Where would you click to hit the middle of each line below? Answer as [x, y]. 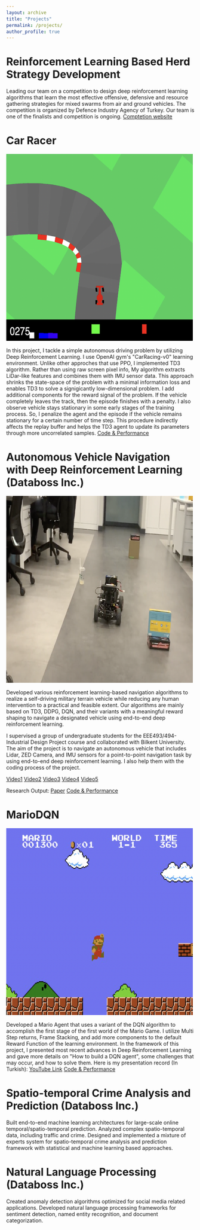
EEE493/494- [160, 736]
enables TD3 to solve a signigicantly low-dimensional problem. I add [90, 389]
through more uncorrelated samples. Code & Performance [78, 433]
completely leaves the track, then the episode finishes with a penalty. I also [99, 401]
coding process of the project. [43, 768]
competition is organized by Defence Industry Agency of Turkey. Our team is [100, 110]
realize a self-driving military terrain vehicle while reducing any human [93, 699]
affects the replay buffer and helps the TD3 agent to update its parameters [98, 427]
